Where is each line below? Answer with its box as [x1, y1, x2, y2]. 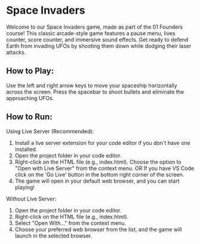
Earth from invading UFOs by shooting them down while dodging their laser [6, 42, 192, 50]
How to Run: [6, 112, 53, 122]
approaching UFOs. [6, 94, 54, 101]
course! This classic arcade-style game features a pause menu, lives [6, 29, 176, 36]
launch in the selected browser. [14, 232, 93, 239]
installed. [14, 146, 38, 153]
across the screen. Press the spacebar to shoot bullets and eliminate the [6, 88, 184, 95]
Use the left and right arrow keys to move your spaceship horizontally [6, 82, 177, 89]
